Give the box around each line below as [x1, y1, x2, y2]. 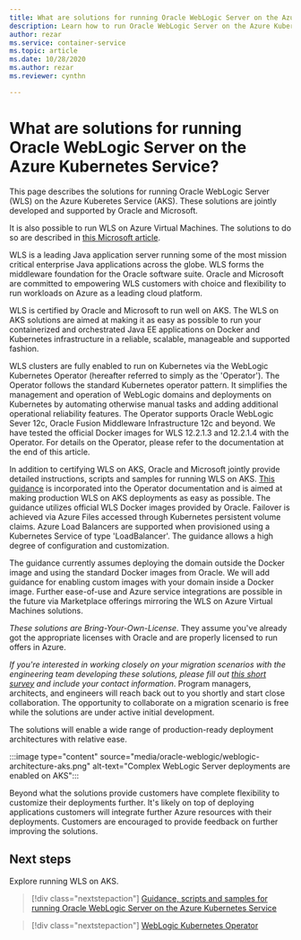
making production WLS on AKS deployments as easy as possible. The [9, 492, 271, 503]
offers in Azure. [9, 641, 67, 652]
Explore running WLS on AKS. [9, 875, 119, 886]
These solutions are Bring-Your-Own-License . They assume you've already [9, 622, 288, 633]
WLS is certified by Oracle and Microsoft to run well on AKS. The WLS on [9, 304, 279, 315]
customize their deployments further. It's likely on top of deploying [9, 796, 254, 808]
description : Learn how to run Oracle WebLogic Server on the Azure [9, 22, 271, 31]
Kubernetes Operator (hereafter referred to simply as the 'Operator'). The [9, 370, 280, 381]
